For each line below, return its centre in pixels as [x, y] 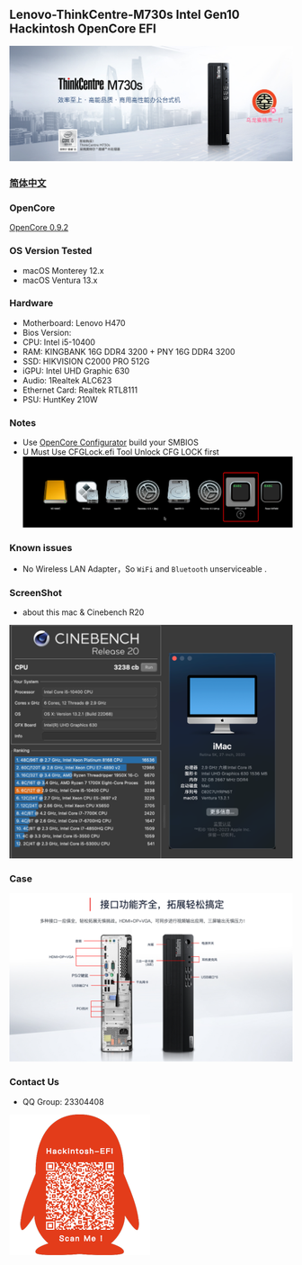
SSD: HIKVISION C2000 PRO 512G [86, 361]
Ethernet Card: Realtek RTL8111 [80, 390]
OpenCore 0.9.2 [39, 228]
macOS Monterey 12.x [63, 270]
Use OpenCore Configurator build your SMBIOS [111, 443]
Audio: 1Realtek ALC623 [67, 380]
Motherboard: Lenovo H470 [74, 322]
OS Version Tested [51, 251]
